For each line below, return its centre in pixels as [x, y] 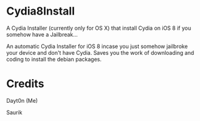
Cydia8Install [40, 11]
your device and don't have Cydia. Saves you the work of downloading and [100, 52]
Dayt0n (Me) [22, 100]
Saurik [14, 112]
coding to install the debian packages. [54, 59]
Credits [25, 84]
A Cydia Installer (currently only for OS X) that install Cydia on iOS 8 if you [99, 28]
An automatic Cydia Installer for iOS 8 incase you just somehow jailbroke [97, 46]
